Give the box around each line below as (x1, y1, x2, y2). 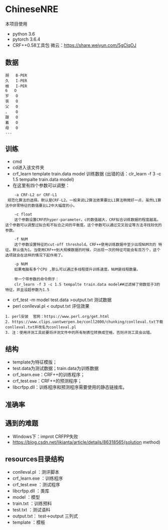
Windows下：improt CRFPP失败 (12, 433, 79, 439)
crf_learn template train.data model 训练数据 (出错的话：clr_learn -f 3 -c (12, 170, 161, 176)
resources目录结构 (5, 455, 64, 463)
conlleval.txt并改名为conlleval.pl (5, 324, 77, 330)
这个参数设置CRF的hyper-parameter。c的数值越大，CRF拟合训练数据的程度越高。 (14, 217, 161, 222)
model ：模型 (12, 494, 40, 500)
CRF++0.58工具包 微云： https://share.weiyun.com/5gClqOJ (12, 42, 137, 48)
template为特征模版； (12, 359, 58, 365)
